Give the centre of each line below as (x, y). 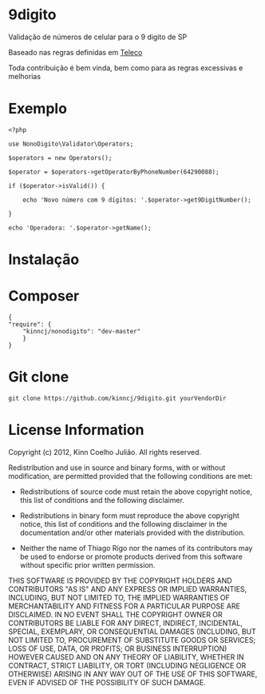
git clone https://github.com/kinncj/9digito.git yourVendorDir (117, 398)
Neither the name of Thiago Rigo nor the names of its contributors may (136, 548)
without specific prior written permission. (87, 564)
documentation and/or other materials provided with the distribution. (132, 532)
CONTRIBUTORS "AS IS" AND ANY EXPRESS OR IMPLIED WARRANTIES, (128, 588)
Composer (44, 296)
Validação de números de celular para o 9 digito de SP (98, 37)
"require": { (30, 325)
